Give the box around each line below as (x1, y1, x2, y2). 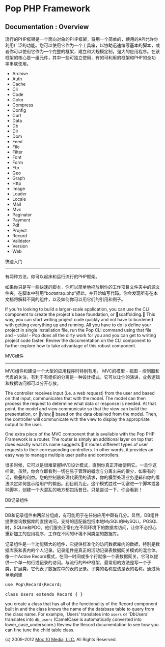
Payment (12, 217, 30, 223)
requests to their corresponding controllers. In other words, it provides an (5, 447, 154, 453)
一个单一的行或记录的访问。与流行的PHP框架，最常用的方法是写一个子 (9, 559, 152, 565)
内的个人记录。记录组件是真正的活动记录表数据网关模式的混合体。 (26, 547, 160, 553)
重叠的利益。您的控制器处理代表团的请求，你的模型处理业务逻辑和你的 (13, 474, 156, 480)
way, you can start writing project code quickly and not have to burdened (5, 317, 153, 322)
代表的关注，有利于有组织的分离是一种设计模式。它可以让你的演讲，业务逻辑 (5, 374, 160, 380)
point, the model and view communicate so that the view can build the (5, 406, 147, 411)
